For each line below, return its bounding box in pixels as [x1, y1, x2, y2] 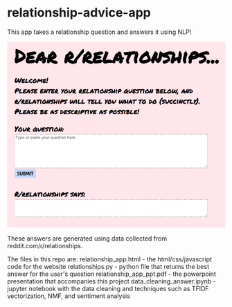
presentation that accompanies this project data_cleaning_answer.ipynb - [7, 277, 216, 285]
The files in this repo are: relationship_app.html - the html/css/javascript [7, 254, 213, 263]
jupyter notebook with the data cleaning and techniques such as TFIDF [7, 284, 209, 292]
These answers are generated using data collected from [7, 234, 168, 243]
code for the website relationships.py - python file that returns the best [7, 262, 210, 270]
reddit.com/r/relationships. [7, 241, 83, 250]
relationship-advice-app [7, 5, 151, 21]
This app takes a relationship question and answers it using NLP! [7, 28, 192, 36]
